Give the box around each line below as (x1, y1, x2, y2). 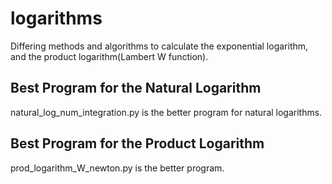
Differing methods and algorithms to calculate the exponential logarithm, (10, 40, 309, 52)
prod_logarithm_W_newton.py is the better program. (10, 162, 225, 174)
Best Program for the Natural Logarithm (10, 80, 262, 97)
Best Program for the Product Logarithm (10, 135, 265, 152)
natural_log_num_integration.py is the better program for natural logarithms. (10, 106, 323, 118)
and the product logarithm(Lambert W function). (10, 50, 209, 62)
